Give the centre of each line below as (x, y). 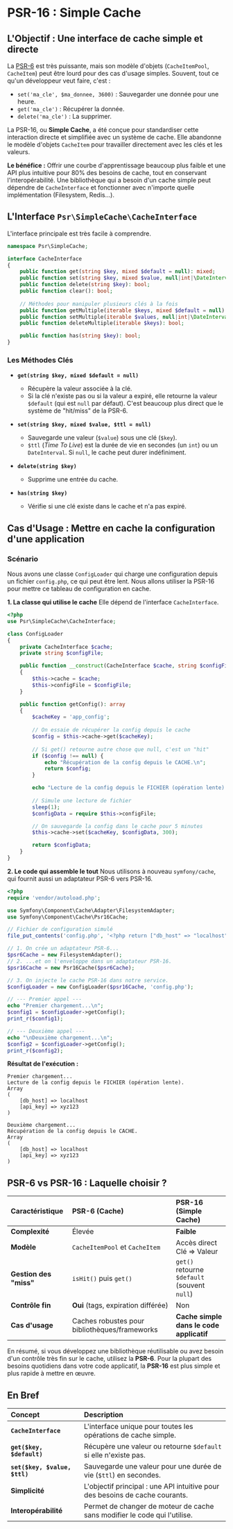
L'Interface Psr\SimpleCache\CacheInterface (102, 217)
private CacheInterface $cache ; (66, 647)
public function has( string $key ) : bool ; (80, 336)
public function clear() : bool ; (66, 291)
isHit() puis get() (102, 1278)
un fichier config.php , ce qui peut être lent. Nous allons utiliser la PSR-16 (111, 581)
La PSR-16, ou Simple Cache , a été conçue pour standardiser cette (103, 130)
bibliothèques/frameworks (115, 1330)
